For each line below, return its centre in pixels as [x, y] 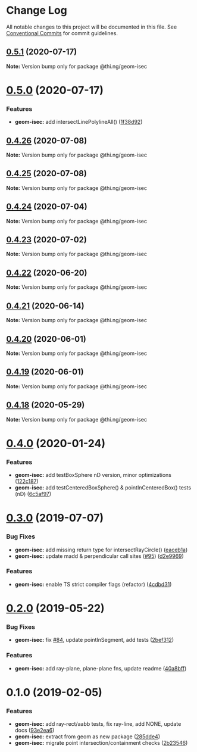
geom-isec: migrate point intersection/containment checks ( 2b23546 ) [101, 743]
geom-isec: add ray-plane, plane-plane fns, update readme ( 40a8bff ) [101, 668]
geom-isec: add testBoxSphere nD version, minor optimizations [93, 475]
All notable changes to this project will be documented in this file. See [92, 27]
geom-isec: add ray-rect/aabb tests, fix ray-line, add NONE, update [98, 724]
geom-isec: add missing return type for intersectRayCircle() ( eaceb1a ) [101, 550]
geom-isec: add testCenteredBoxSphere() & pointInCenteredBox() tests [103, 488]
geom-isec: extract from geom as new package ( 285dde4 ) [87, 737]
